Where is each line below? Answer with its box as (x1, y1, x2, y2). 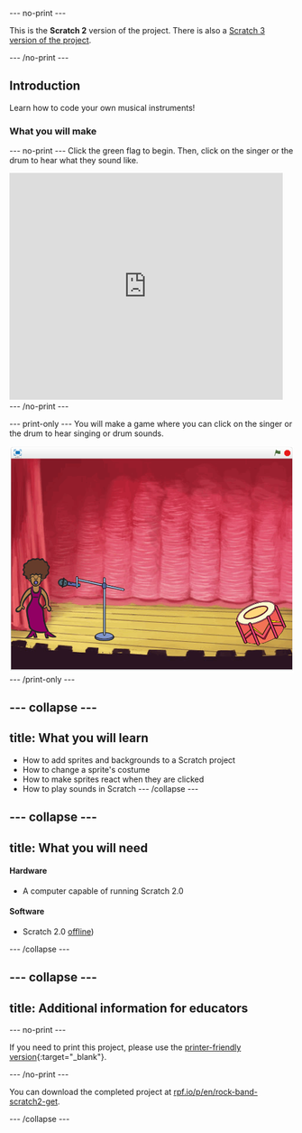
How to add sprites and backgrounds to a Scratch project (22, 754, 236, 766)
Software (9, 906, 45, 917)
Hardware (9, 866, 48, 877)
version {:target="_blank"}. (9, 1052, 107, 1063)
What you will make (9, 125, 97, 137)
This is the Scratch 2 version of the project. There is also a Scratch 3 (9, 25, 266, 35)
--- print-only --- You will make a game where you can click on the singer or (9, 419, 293, 430)
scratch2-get (9, 1096, 59, 1107)
